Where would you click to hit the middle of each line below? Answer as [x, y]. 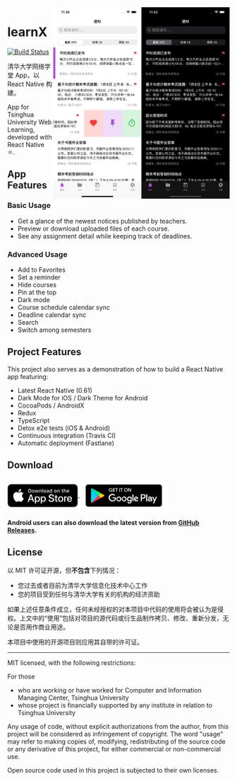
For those [21, 676]
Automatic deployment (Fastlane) [66, 443]
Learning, [21, 129]
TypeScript [34, 420]
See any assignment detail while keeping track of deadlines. [105, 236]
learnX [28, 32]
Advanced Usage [37, 254]
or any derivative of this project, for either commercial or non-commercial [114, 748]
